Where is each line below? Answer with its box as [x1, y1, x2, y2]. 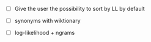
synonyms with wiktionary [14, 17, 81, 25]
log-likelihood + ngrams [14, 29, 75, 37]
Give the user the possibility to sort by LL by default [14, 5, 145, 12]
